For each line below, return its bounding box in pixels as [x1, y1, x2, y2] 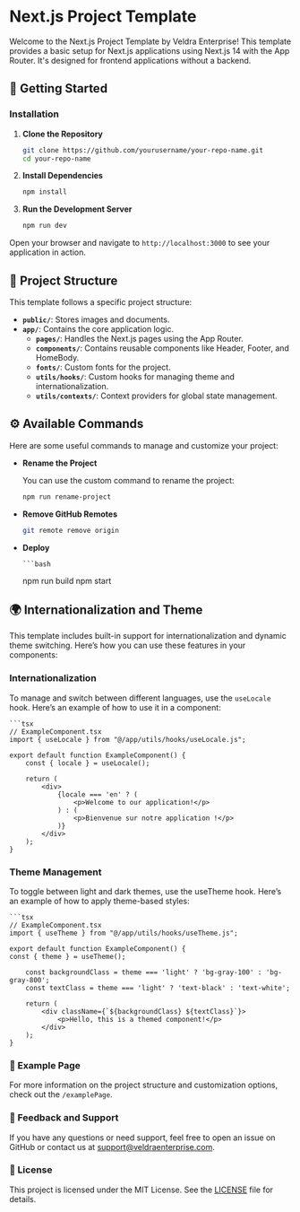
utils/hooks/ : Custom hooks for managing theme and [35, 371, 235, 382]
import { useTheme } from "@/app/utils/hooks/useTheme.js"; [9, 929, 239, 937]
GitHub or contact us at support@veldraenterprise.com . [9, 1141, 215, 1152]
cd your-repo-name [21, 154, 91, 163]
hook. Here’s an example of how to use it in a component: [9, 702, 221, 712]
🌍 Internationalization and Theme [9, 602, 203, 617]
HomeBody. [35, 352, 80, 362]
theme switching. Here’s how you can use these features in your [9, 640, 246, 651]
